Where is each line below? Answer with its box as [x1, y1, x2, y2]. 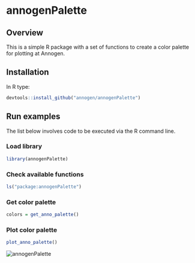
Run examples [6, 112, 61, 122]
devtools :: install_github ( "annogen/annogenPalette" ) [6, 94, 141, 101]
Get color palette [6, 198, 56, 206]
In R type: [6, 83, 30, 90]
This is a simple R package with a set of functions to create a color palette [6, 43, 190, 50]
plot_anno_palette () [6, 240, 58, 246]
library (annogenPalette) [6, 156, 68, 162]
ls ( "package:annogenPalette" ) [6, 184, 82, 190]
